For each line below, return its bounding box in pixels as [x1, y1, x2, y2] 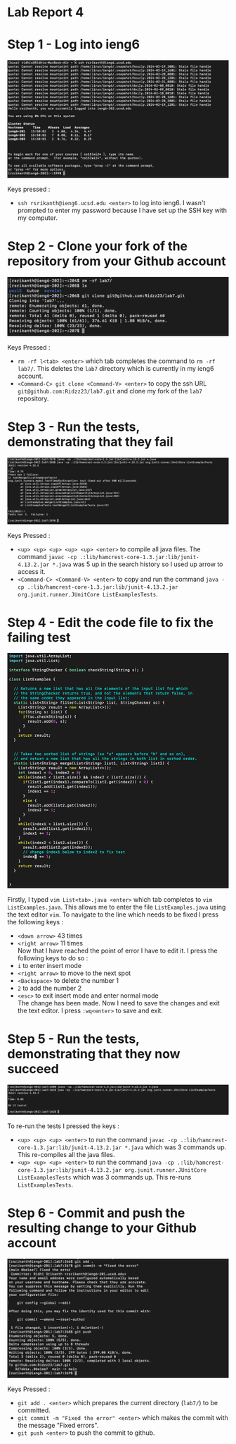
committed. [17, 1406, 51, 1414]
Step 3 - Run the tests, [7, 419, 140, 435]
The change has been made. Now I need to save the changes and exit [17, 999, 220, 1008]
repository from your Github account [7, 253, 226, 269]
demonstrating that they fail [7, 434, 173, 450]
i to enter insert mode [17, 962, 82, 970]
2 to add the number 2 [17, 984, 82, 993]
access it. [17, 567, 46, 575]
